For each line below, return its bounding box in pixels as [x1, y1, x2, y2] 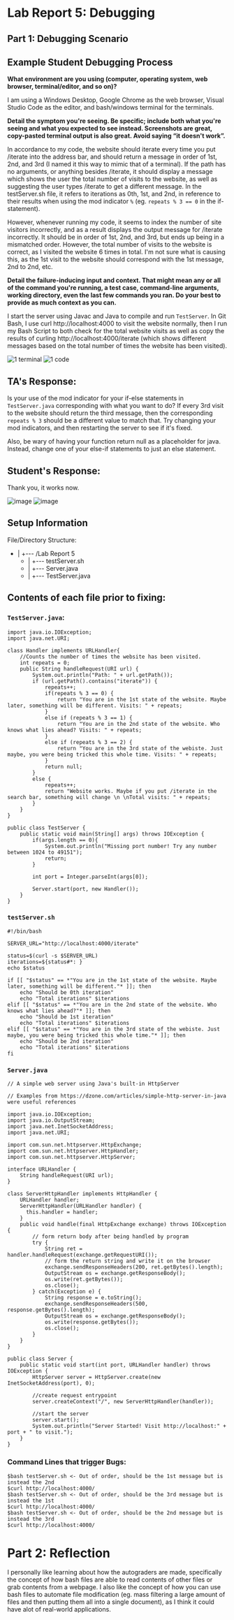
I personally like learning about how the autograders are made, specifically [7, 1568, 222, 1577]
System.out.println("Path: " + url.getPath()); [32, 671, 173, 678]
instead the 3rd [7, 1516, 54, 1523]
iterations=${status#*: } [7, 958, 82, 965]
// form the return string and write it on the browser [44, 1257, 211, 1265]
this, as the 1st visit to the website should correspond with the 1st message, [7, 255, 224, 263]
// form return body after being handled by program [32, 1233, 189, 1241]
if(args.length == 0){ [32, 836, 98, 843]
